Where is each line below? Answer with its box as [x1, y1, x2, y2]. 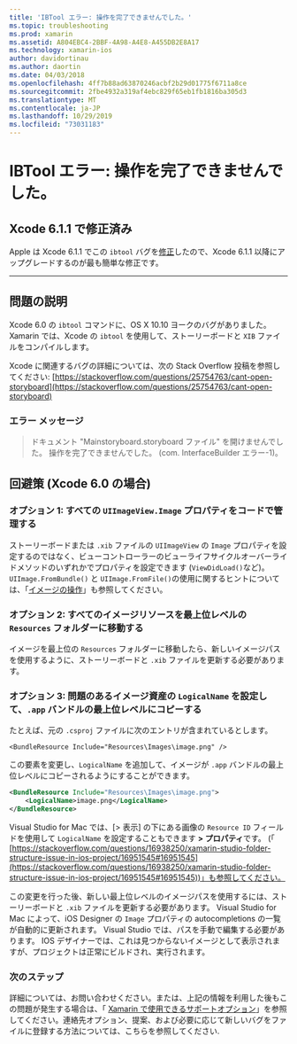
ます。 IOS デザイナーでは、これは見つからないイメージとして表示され [16, 936, 273, 947]
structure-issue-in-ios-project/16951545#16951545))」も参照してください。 [9, 872, 286, 883]
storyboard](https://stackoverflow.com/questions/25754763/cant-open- [9, 381, 272, 392]
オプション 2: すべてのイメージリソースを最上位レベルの [9, 608, 247, 620]
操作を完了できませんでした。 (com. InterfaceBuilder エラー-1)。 [48, 448, 283, 458]
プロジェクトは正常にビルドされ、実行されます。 [32, 947, 210, 957]
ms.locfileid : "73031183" [9, 121, 104, 129]
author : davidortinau [9, 54, 89, 63]
